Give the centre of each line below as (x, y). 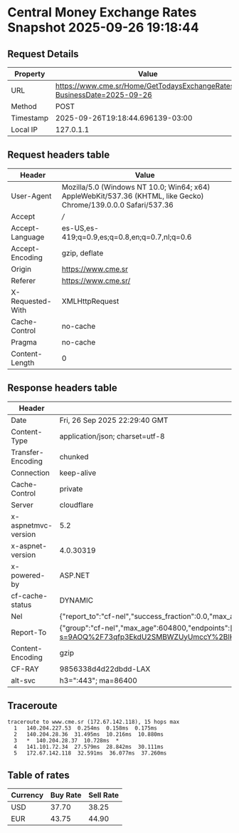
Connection (30, 473)
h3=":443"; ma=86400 (98, 680)
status (21, 605)
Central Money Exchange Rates (102, 12)
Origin (21, 269)
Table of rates (38, 775)
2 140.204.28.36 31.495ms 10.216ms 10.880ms (89, 735)
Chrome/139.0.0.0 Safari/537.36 (118, 205)
